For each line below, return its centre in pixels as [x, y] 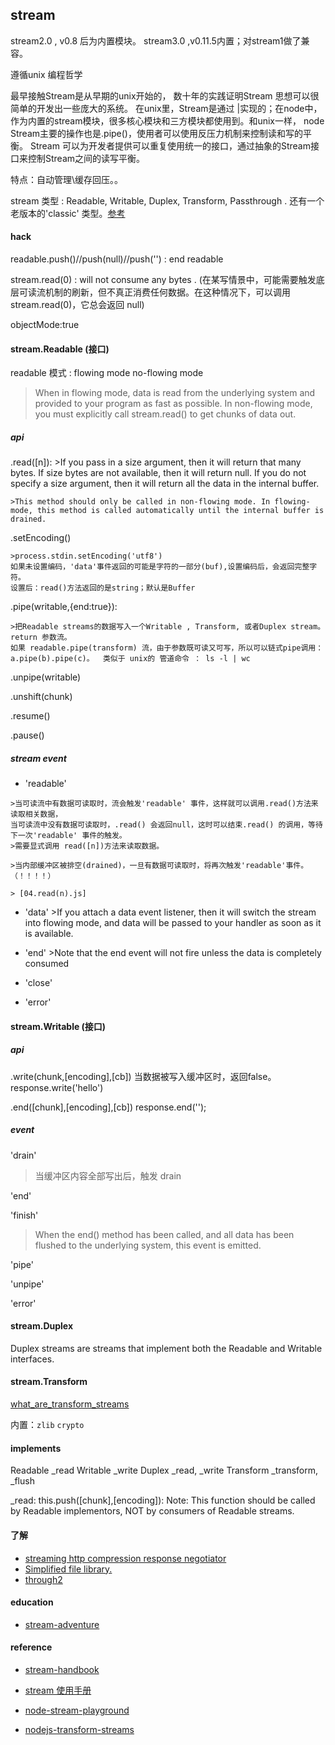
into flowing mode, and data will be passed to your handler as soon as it [173, 923]
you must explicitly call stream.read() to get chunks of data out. [165, 414]
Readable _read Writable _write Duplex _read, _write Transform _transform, [164, 1470]
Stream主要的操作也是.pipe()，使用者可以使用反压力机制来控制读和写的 [156, 133]
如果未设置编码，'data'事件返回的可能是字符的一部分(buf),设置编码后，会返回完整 [160, 567]
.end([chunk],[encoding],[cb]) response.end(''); [108, 1107]
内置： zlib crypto [47, 1425]
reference [31, 1647]
